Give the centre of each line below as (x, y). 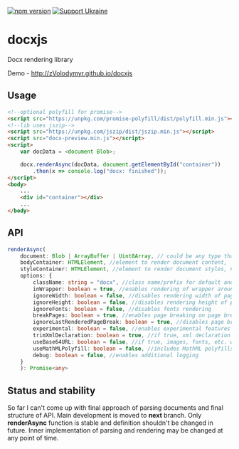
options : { (36, 276)
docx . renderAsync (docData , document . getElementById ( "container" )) (121, 164)
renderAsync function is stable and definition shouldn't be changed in (110, 423)
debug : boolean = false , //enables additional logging (116, 355)
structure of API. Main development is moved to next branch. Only (105, 416)
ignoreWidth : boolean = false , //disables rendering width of (127, 295)
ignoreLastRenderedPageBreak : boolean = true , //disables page (128, 322)
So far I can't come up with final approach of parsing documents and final (116, 408)
